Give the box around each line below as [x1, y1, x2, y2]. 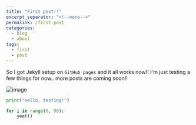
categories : [6, 25, 35, 31]
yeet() [16, 113, 33, 119]
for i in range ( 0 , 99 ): [6, 108, 65, 114]
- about [11, 36, 31, 42]
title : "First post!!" [6, 8, 62, 15]
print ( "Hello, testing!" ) [6, 97, 69, 103]
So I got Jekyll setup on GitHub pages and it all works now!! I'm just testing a [6, 68, 190, 75]
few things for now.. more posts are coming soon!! [6, 75, 128, 82]
